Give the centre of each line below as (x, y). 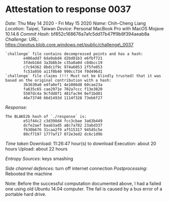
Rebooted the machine (29, 174)
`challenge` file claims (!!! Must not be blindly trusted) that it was (83, 76)
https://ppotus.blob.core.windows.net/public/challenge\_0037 (69, 44)
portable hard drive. (26, 194)
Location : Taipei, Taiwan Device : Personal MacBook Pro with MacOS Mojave (84, 28)
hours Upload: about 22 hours (37, 149)
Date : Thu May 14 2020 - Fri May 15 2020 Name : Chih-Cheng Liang (76, 23)
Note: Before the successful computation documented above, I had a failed (83, 183)
